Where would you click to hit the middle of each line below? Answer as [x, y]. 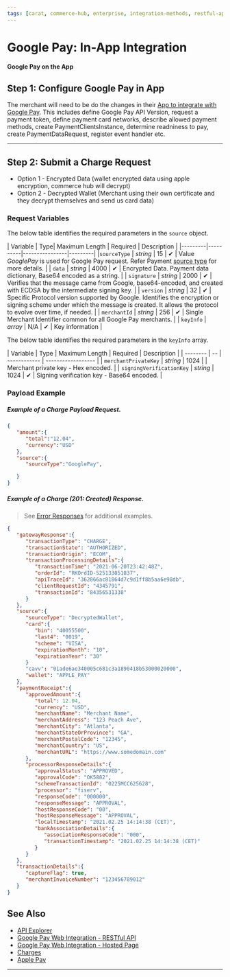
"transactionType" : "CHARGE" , [68, 541]
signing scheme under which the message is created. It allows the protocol [113, 305]
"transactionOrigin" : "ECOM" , [68, 554]
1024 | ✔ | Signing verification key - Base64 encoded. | [85, 376]
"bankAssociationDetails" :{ [75, 829]
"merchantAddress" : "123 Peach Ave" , [88, 720]
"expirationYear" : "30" [68, 656]
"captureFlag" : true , [56, 873]
